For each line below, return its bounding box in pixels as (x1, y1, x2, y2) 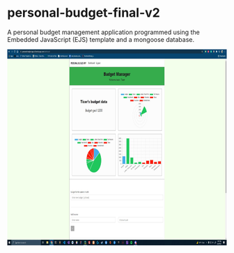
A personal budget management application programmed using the (7, 28, 200, 36)
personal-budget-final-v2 (7, 5, 160, 21)
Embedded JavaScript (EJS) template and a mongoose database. (7, 35, 195, 43)
